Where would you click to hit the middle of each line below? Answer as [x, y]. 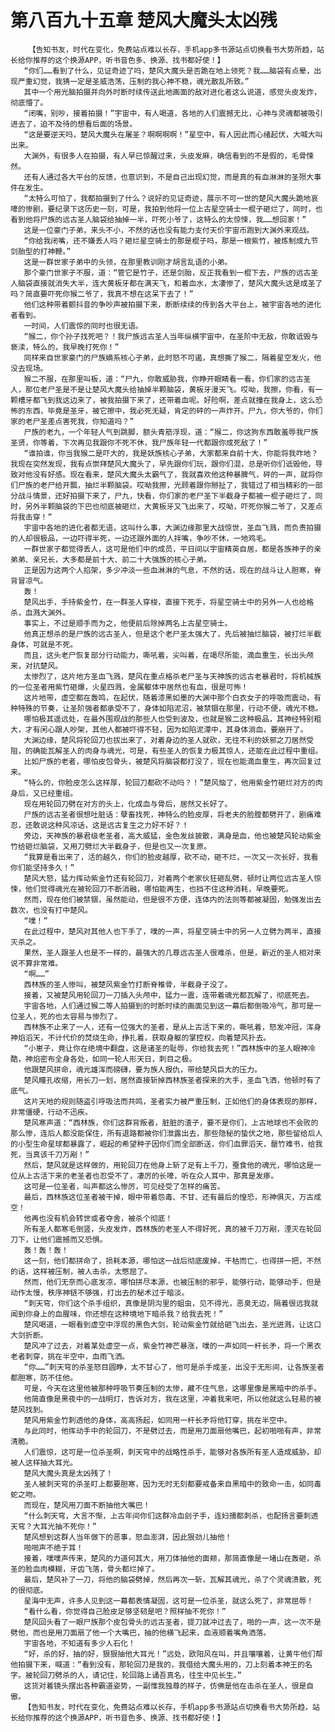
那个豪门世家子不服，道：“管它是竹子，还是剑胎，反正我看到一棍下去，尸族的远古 [167, 272]
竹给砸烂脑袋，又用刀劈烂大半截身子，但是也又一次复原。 [111, 846]
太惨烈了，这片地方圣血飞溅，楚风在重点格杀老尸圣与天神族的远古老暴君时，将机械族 [172, 676]
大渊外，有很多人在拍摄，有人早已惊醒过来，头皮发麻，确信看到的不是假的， [157, 156]
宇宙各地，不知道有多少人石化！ [79, 1643]
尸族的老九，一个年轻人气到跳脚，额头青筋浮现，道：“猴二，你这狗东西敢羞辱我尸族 [171, 432]
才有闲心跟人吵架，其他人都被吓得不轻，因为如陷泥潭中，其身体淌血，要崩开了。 [166, 729]
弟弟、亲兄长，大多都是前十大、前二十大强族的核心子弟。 [111, 559]
